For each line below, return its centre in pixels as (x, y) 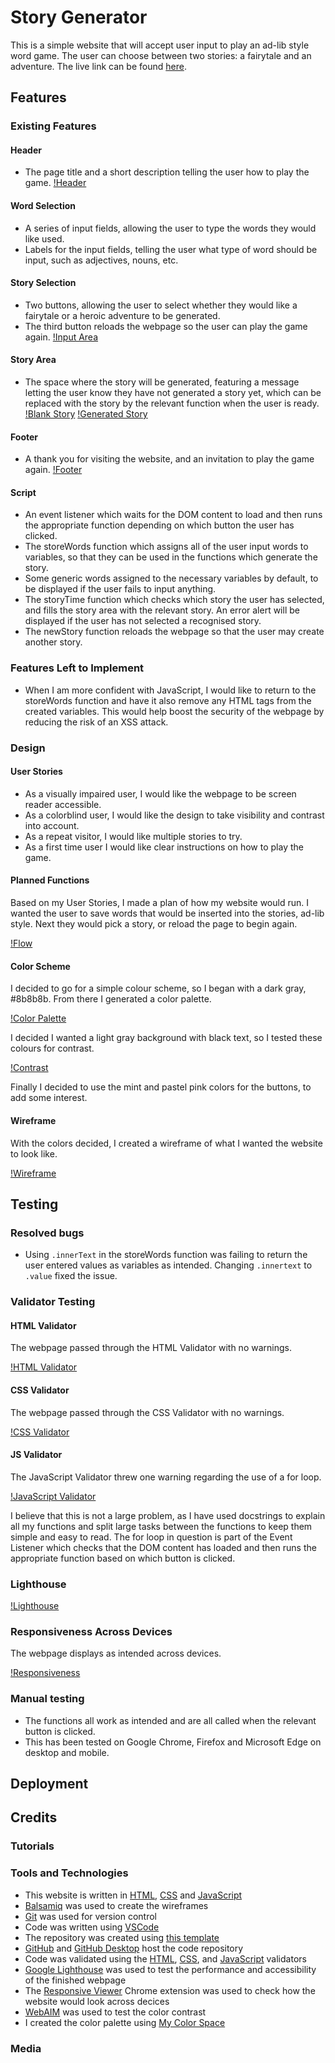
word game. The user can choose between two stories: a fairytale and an (161, 55)
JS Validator (36, 1455)
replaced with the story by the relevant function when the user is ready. (172, 403)
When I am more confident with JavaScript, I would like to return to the (170, 690)
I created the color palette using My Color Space (125, 2022)
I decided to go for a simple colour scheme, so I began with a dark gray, (158, 988)
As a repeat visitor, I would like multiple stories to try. (133, 836)
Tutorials (32, 1846)
